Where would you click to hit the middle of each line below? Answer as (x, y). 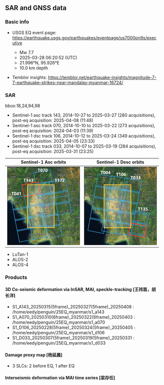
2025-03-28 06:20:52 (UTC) (48, 58)
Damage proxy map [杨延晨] (34, 355)
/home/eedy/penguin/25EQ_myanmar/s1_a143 (58, 312)
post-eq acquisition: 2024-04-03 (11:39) (53, 131)
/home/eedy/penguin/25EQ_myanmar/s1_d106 (58, 332)
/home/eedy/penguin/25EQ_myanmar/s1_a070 (59, 322)
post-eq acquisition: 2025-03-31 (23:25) (53, 151)
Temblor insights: (30, 77)
